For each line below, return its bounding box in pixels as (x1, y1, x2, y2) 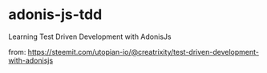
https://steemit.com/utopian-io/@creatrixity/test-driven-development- (27, 47, 259, 56)
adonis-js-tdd (8, 6, 103, 24)
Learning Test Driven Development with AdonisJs (8, 32, 172, 41)
